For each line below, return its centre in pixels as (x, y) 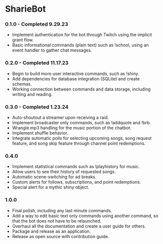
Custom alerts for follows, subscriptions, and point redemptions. (76, 182)
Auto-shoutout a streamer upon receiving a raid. (60, 117)
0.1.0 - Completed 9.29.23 (36, 24)
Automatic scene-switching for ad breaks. (54, 177)
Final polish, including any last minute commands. (62, 210)
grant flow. (23, 40)
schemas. (22, 84)
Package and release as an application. (51, 231)
